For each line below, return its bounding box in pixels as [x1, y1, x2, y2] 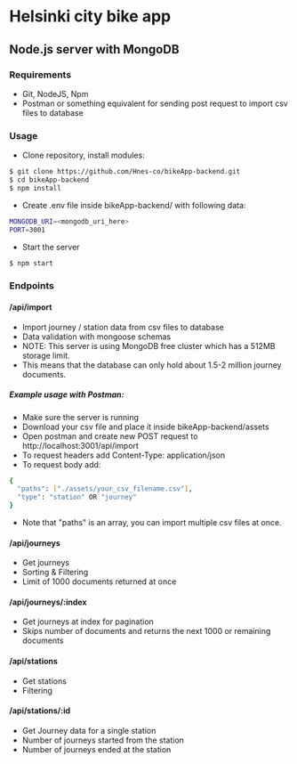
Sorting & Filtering [21, 567, 89, 578]
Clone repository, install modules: [21, 150, 145, 161]
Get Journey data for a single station [21, 725, 157, 736]
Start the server [21, 241, 80, 252]
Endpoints [9, 280, 55, 292]
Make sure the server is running [21, 411, 140, 422]
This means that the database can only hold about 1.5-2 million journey [21, 359, 282, 370]
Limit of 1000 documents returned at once [21, 576, 177, 587]
